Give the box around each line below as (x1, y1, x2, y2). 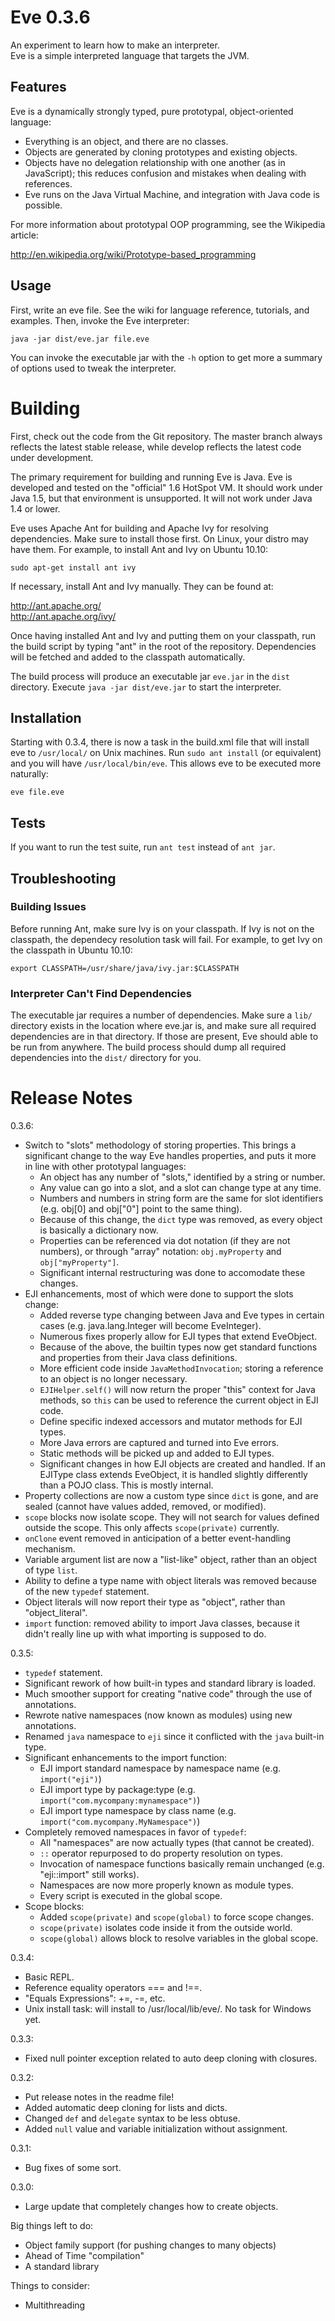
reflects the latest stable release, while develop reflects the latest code (10, 441, 302, 453)
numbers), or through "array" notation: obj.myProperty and (39, 1246, 282, 1258)
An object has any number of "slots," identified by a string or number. (39, 1171, 326, 1183)
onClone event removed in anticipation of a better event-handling (24, 1532, 292, 1545)
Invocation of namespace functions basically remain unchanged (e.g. (39, 1858, 325, 1870)
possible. (24, 199, 63, 211)
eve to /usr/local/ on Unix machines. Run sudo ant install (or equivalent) (10, 747, 322, 759)
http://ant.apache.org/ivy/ (10, 610, 117, 622)
